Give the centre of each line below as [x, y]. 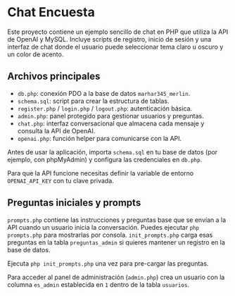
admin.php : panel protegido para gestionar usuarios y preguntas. [110, 116]
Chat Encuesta [51, 12]
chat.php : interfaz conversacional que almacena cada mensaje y [111, 123]
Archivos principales [54, 76]
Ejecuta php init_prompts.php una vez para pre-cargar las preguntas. [108, 263]
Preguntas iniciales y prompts [74, 203]
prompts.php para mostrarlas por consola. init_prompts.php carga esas [110, 235]
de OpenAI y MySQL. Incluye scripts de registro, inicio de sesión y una [109, 39]
